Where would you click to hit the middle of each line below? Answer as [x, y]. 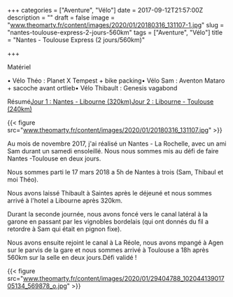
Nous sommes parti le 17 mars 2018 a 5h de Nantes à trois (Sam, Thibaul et [115, 172]
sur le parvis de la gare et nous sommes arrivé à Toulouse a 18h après [108, 250]
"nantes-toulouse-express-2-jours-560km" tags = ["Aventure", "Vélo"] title [115, 32]
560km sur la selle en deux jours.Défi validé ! [72, 257]
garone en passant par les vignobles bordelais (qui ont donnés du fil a [108, 221]
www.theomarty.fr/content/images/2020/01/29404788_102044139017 [124, 278]
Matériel [19, 67]
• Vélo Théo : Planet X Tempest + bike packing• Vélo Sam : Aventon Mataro [116, 81]
